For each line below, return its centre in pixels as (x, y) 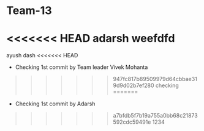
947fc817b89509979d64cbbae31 (155, 79)
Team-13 (29, 11)
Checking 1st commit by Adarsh (55, 104)
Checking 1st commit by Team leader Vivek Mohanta (81, 67)
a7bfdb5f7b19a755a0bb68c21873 (155, 116)
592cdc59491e (132, 122)
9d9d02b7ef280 (134, 85)
